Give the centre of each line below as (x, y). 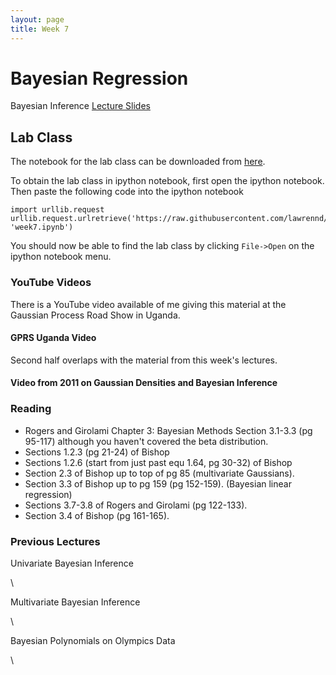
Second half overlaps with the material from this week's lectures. (144, 360)
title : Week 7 (40, 29)
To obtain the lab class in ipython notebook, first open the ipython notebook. (167, 181)
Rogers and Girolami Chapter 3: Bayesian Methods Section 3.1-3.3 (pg (168, 430)
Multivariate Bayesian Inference (75, 602)
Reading (31, 409)
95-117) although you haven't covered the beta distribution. (146, 441)
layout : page (37, 19)
